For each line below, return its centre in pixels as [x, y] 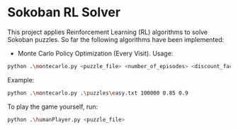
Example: [21, 80]
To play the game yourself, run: [53, 107]
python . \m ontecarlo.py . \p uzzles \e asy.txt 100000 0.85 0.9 [98, 93]
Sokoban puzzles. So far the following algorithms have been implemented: [116, 39]
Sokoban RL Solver [64, 12]
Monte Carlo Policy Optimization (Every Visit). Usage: [95, 53]
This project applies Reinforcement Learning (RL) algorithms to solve [107, 32]
